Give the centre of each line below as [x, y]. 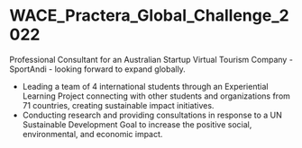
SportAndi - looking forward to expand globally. [98, 69]
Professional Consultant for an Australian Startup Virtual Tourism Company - [151, 59]
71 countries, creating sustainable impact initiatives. [118, 105]
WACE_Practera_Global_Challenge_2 [150, 16]
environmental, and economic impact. [92, 134]
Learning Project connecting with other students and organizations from [156, 96]
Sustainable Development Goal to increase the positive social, [137, 124]
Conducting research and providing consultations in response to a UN [152, 115]
